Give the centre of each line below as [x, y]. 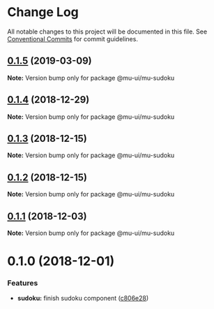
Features [23, 283]
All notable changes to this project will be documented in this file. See [107, 31]
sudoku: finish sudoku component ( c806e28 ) [83, 299]
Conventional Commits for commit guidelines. [72, 38]
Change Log [43, 12]
